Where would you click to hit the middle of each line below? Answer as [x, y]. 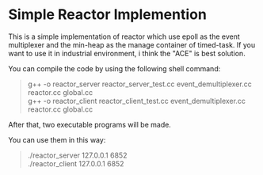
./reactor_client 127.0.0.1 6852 [76, 163]
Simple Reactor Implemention [108, 15]
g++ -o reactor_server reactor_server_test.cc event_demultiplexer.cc [139, 84]
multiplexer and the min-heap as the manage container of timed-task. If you [132, 44]
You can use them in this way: [57, 139]
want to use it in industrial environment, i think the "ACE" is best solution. [127, 53]
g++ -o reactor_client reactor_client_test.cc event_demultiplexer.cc [136, 101]
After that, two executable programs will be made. [90, 124]
